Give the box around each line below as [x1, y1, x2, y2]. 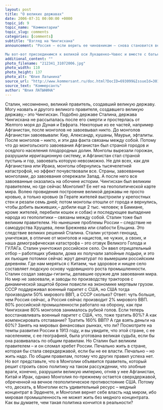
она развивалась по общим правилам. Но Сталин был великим [5, 337, 137, 344]
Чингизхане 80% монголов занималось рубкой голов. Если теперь [5, 307, 144, 313]
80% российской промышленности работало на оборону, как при [5, 302, 142, 307]
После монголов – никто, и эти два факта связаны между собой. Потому [5, 137, 156, 143]
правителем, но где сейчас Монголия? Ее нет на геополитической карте [5, 183, 156, 189]
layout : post [5, 7, 32, 12]
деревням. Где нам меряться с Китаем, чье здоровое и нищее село [5, 260, 147, 266]
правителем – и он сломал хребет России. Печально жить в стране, [5, 343, 147, 349]
